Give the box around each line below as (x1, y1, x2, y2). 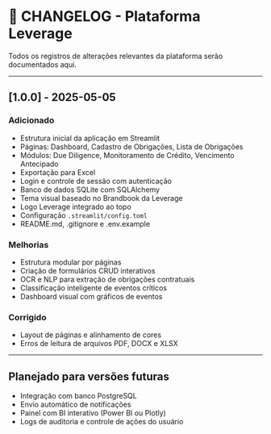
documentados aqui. (8, 60, 77, 69)
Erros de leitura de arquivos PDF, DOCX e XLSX (19, 339, 179, 348)
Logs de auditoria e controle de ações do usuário (19, 417, 184, 427)
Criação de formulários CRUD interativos (19, 265, 156, 275)
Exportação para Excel (19, 167, 96, 177)
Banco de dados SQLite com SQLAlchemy (19, 185, 160, 194)
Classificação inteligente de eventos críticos (19, 282, 168, 293)
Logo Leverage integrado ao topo (19, 202, 131, 211)
